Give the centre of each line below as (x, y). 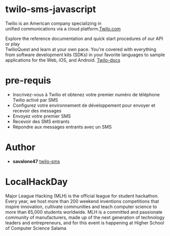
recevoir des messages (37, 110)
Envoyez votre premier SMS (42, 116)
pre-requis (28, 81)
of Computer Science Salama (36, 228)
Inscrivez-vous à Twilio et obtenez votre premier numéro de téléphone (86, 94)
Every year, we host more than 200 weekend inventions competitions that (82, 201)
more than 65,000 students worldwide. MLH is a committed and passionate (84, 212)
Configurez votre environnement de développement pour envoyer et (84, 105)
